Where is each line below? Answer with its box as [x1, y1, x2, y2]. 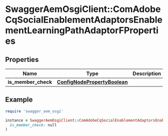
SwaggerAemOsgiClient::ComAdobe [5, 3, 161, 15]
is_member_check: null [9, 122, 57, 127]
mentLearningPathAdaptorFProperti [5, 25, 158, 36]
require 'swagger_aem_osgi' [5, 108, 64, 113]
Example [5, 95, 33, 104]
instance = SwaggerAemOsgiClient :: [5, 117, 79, 123]
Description [132, 70, 161, 77]
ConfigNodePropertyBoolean [56, 78, 128, 85]
